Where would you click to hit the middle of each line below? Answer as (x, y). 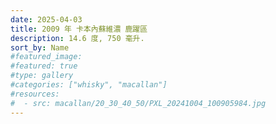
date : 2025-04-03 (46, 19)
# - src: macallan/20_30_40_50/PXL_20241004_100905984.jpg (138, 103)
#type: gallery (42, 76)
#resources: (35, 94)
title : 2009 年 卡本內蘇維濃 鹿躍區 (79, 29)
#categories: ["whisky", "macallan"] (89, 85)
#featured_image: (46, 57)
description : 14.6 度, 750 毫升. (77, 38)
